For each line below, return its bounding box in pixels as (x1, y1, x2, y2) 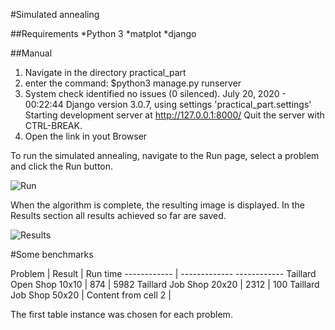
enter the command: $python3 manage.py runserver (24, 77, 242, 89)
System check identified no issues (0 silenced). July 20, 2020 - (24, 88, 287, 99)
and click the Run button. (10, 160, 114, 172)
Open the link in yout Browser (24, 130, 148, 142)
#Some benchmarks (10, 249, 94, 260)
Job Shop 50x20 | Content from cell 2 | (10, 289, 172, 301)
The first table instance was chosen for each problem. (10, 309, 233, 320)
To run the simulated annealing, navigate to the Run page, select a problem (10, 150, 320, 161)
